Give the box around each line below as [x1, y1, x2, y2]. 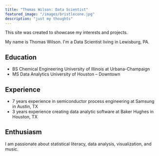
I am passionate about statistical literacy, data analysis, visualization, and [5, 141, 152, 147]
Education [5, 53, 37, 61]
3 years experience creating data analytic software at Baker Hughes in [12, 109, 154, 115]
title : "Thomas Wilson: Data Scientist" [5, 7, 89, 12]
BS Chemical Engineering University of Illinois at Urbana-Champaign [12, 66, 150, 72]
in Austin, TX [12, 103, 38, 109]
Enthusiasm [5, 128, 42, 136]
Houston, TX [12, 114, 38, 119]
